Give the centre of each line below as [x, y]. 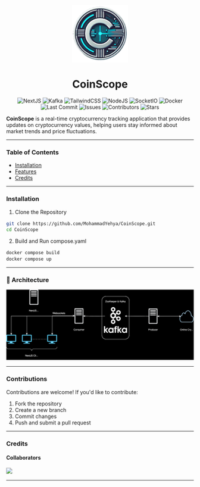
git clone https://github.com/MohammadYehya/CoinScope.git [81, 224]
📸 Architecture [28, 280]
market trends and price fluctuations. [51, 131]
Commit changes [36, 416]
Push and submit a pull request [53, 422]
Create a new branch [40, 410]
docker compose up [29, 259]
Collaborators [24, 458]
